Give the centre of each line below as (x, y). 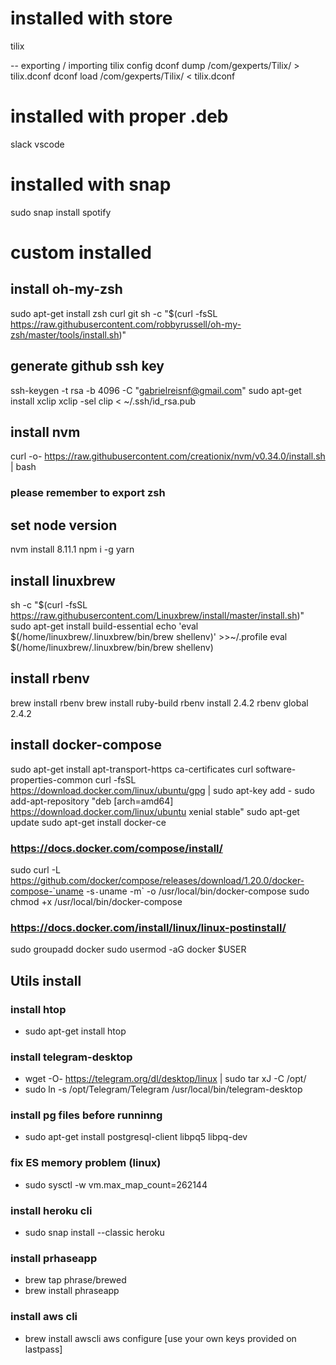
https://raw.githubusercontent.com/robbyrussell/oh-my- (126, 324)
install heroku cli (51, 1210)
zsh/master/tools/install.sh (65, 334)
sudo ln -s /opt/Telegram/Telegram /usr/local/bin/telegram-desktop (163, 1089)
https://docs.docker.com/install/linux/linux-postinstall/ (148, 927)
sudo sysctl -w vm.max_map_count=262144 (116, 1184)
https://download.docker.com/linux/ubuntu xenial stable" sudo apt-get (155, 811)
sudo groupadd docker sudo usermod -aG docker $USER (128, 949)
